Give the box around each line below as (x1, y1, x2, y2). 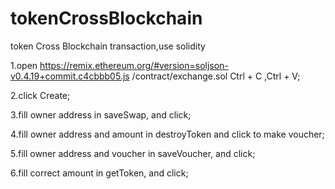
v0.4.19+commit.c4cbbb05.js (10, 70, 130, 82)
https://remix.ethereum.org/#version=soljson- (39, 59, 229, 71)
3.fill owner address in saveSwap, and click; (10, 108, 192, 121)
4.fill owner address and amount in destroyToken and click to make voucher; (10, 128, 325, 140)
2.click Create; (10, 89, 71, 101)
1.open (10, 59, 38, 71)
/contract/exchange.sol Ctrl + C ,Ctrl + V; (131, 70, 301, 82)
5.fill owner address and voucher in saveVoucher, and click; (10, 147, 256, 159)
